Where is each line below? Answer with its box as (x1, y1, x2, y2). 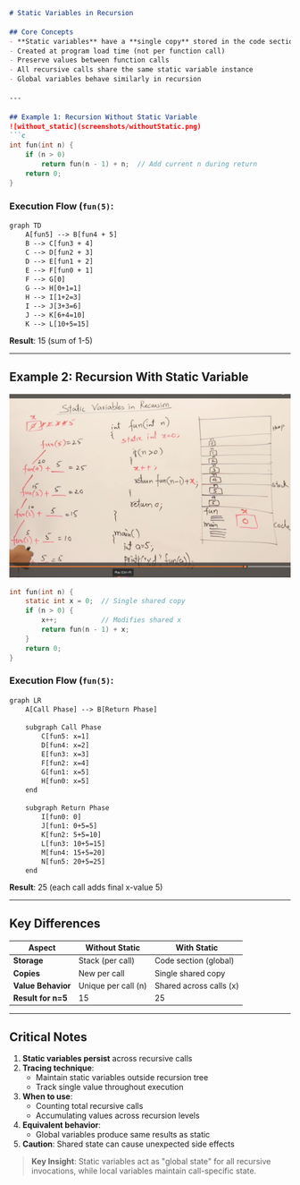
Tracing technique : (21, 1062, 95, 1073)
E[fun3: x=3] (41, 749, 90, 759)
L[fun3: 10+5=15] (41, 839, 105, 848)
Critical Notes (9, 1029, 87, 1045)
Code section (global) (154, 955, 235, 966)
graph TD (9, 221, 42, 230)
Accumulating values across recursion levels (35, 1110, 200, 1121)
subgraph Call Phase (25, 722, 102, 732)
